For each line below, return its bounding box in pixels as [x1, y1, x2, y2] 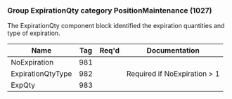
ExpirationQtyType [11, 69, 72, 79]
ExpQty [11, 80, 35, 90]
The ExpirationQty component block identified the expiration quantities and [7, 22, 225, 30]
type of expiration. [7, 29, 61, 37]
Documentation [146, 46, 200, 55]
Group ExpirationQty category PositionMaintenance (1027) [7, 6, 212, 15]
